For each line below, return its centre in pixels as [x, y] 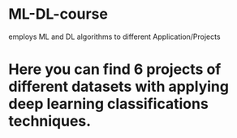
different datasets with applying [119, 87]
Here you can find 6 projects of [115, 69]
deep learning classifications [108, 104]
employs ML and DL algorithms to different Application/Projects [114, 37]
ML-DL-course [58, 14]
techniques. [50, 121]
